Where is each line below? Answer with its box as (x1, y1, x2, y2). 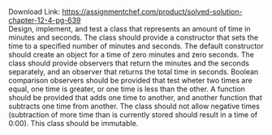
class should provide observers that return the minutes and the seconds (8, 58, 250, 68)
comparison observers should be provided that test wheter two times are (8, 76, 253, 85)
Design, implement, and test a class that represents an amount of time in (8, 24, 251, 33)
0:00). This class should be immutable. (8, 119, 139, 128)
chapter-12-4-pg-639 (8, 15, 81, 25)
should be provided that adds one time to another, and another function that (8, 93, 262, 102)
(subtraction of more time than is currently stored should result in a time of (8, 110, 258, 120)
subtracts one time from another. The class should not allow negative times (8, 101, 260, 111)
